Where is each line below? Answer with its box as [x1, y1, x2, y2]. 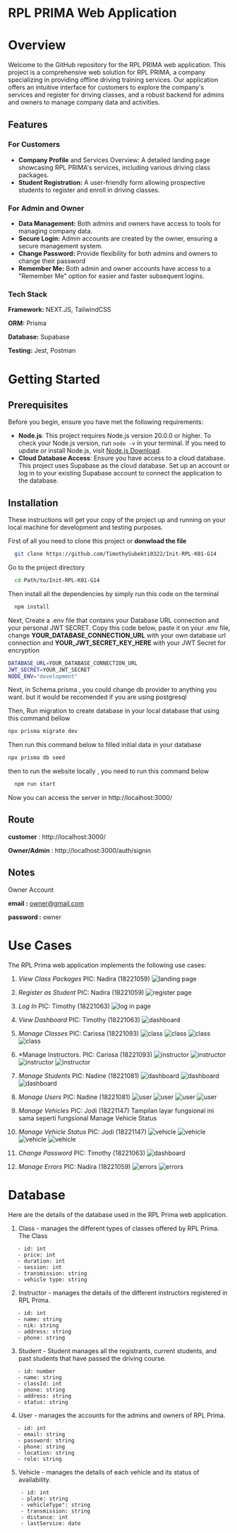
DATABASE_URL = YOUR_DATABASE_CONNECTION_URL [8, 660, 138, 667]
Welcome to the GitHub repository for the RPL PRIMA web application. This [8, 61, 226, 69]
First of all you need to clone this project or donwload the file [8, 537, 187, 545]
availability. [18, 1475, 51, 1484]
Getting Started [8, 371, 101, 387]
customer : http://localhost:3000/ [8, 832, 107, 841]
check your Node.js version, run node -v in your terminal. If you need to [18, 439, 226, 447]
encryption [8, 646, 39, 654]
